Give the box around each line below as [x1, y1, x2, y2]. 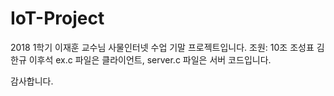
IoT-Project [10, 7, 105, 30]
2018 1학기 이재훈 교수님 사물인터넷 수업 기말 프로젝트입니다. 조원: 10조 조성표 [10, 41, 315, 53]
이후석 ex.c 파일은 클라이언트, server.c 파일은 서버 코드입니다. [28, 53, 272, 66]
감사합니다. [10, 75, 54, 87]
